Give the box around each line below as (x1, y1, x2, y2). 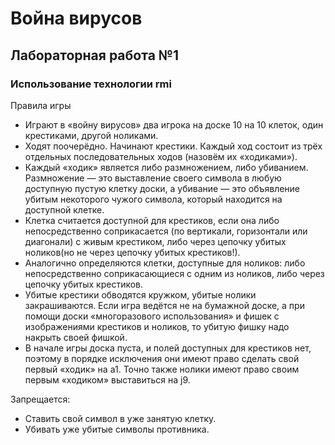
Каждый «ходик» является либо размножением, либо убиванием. (24, 161, 309, 173)
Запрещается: (10, 393, 71, 405)
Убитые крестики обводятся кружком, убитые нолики (24, 288, 257, 301)
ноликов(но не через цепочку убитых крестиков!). (24, 246, 241, 258)
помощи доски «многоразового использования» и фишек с (24, 310, 280, 322)
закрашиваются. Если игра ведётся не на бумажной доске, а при (24, 299, 305, 311)
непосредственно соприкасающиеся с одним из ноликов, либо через (24, 267, 325, 279)
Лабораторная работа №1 (10, 47, 180, 64)
